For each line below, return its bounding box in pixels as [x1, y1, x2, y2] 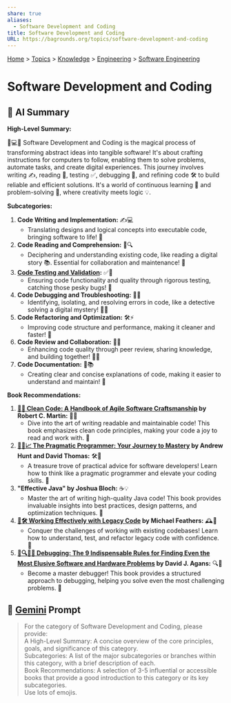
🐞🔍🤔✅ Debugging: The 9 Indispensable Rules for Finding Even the [17, 549, 210, 557]
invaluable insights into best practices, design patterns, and [27, 501, 197, 510]
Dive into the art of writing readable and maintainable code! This [27, 419, 210, 427]
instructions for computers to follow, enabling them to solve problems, [7, 156, 206, 164]
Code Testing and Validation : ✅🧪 [17, 269, 113, 277]
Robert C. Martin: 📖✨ [17, 412, 78, 420]
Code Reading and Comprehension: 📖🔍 [17, 241, 133, 249]
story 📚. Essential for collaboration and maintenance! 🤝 [27, 258, 186, 267]
